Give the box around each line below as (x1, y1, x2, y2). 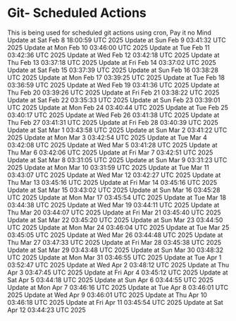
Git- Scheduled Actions (7, 5, 147, 21)
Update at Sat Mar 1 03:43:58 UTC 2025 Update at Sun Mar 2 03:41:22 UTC (7, 126, 228, 134)
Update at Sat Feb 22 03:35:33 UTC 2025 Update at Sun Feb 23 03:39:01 (7, 95, 221, 104)
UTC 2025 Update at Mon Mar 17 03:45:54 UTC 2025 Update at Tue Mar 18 (7, 193, 227, 202)
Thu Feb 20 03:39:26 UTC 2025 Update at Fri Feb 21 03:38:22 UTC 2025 (7, 88, 220, 97)
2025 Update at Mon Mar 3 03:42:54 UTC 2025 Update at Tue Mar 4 (7, 133, 208, 142)
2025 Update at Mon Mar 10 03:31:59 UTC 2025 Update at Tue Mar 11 (7, 163, 209, 171)
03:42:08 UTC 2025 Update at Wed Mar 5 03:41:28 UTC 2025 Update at (7, 140, 218, 149)
